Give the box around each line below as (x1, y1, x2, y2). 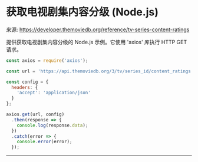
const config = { (6, 79, 49, 85)
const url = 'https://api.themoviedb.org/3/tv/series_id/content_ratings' (6, 68, 194, 74)
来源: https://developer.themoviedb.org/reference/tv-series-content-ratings (6, 26, 190, 33)
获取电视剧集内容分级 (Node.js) (6, 5, 159, 19)
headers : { (11, 84, 38, 90)
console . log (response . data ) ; (16, 122, 88, 128)
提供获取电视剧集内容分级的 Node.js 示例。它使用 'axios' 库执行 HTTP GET (6, 38, 187, 45)
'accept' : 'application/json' (16, 90, 91, 96)
